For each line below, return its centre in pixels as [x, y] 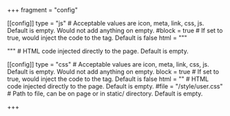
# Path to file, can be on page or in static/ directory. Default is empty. [105, 93]
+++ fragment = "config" [42, 10]
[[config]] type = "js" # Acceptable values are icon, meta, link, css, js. [106, 23]
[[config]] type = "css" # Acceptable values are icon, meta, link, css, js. [108, 64]
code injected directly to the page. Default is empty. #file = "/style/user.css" [115, 86]
